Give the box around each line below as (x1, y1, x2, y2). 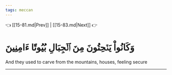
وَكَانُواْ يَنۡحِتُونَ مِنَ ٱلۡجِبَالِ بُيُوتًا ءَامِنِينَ (5, 41, 135, 53)
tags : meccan (5, 7, 33, 13)
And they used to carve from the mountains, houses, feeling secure (5, 59, 147, 65)
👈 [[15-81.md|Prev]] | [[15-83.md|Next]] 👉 (5, 21, 98, 28)
